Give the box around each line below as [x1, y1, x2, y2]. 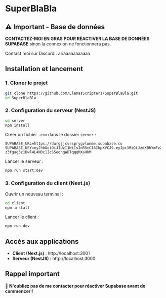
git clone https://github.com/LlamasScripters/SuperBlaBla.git [5, 91, 138, 96]
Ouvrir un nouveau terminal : [5, 191, 63, 197]
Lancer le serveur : [5, 158, 43, 164]
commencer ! [5, 288, 33, 294]
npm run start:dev [5, 168, 43, 173]
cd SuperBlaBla [5, 95, 37, 100]
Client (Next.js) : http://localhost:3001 [12, 250, 90, 257]
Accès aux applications [5, 237, 79, 246]
